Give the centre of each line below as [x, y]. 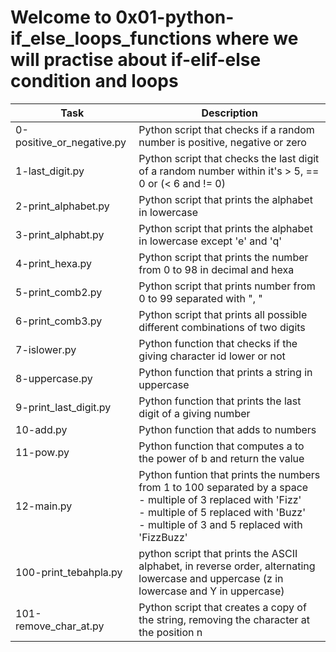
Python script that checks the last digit [229, 158]
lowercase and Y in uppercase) [211, 591]
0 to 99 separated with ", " [200, 298]
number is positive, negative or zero [222, 142]
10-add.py [41, 429]
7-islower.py [46, 349]
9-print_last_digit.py [63, 407]
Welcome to [61, 17]
